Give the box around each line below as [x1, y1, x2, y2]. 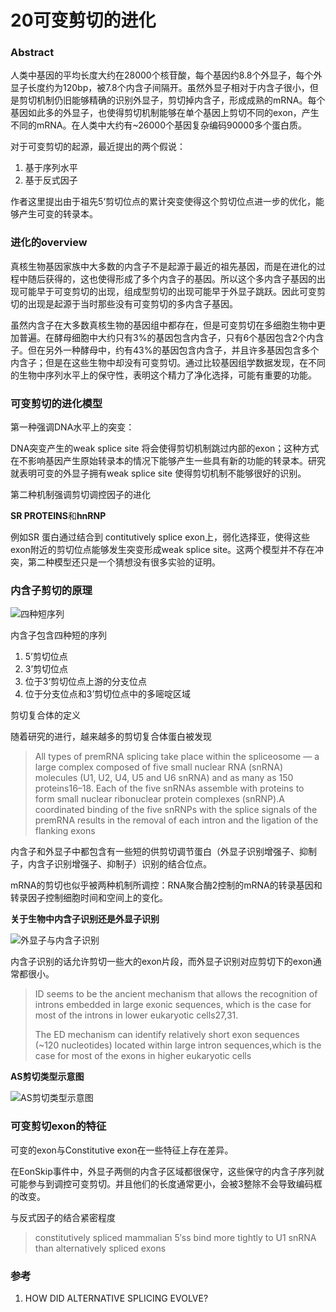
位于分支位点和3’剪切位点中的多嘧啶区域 [24, 688, 192, 700]
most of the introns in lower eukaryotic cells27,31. [34, 1009, 239, 1021]
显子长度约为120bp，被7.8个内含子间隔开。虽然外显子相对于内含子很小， [10, 82, 310, 94]
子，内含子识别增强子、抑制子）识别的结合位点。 [10, 858, 212, 870]
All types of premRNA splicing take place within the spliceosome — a [34, 751, 320, 763]
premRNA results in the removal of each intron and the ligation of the [34, 814, 319, 826]
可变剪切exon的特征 [10, 1119, 107, 1133]
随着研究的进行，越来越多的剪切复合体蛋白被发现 [10, 731, 212, 743]
